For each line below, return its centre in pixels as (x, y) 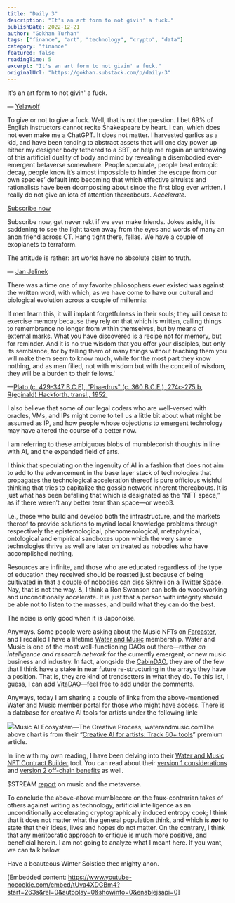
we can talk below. (34, 850)
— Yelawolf (23, 106)
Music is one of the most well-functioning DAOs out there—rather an (106, 647)
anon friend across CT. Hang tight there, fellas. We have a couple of (105, 237)
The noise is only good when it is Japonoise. (72, 618)
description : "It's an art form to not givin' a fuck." (90, 20)
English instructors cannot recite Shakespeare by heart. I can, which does (114, 127)
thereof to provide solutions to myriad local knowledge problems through (113, 524)
